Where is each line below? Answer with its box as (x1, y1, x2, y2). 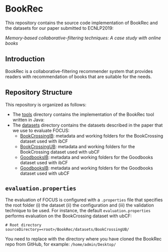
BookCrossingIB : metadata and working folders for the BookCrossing (20, 133, 163, 139)
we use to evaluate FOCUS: (12, 127, 69, 134)
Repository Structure (5, 88, 73, 97)
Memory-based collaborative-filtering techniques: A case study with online (5, 35, 161, 41)
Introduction (5, 55, 45, 64)
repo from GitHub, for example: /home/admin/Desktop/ (5, 241, 116, 247)
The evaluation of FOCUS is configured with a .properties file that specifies (5, 197, 163, 203)
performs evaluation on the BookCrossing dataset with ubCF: (5, 213, 132, 219)
